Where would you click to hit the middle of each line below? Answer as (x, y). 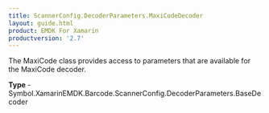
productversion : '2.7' (46, 38)
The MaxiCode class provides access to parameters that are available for (130, 61)
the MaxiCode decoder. (48, 70)
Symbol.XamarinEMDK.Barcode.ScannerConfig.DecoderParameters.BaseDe (135, 94)
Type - (20, 85)
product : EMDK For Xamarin (54, 30)
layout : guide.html (41, 23)
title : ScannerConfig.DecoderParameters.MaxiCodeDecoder (106, 16)
